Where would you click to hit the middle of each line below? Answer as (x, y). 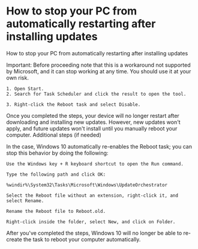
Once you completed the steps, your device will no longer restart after (93, 115)
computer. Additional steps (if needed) (54, 135)
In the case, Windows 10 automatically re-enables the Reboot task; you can (99, 146)
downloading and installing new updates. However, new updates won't (94, 122)
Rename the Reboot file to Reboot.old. (56, 211)
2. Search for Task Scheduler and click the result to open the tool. (96, 94)
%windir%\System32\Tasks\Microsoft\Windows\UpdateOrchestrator (87, 185)
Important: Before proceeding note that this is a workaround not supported (98, 65)
